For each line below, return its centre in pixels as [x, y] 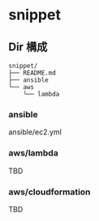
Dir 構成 [28, 47]
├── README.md [32, 73]
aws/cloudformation [49, 192]
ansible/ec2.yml [35, 132]
